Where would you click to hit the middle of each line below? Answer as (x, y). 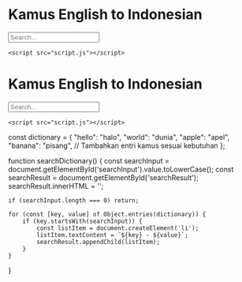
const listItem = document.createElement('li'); (118, 228)
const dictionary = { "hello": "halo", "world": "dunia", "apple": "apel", (119, 137)
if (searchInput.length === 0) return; (74, 200)
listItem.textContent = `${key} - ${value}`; (113, 235)
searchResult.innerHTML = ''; (56, 186)
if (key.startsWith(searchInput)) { (83, 221)
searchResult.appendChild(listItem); (98, 242)
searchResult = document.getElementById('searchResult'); (103, 177)
